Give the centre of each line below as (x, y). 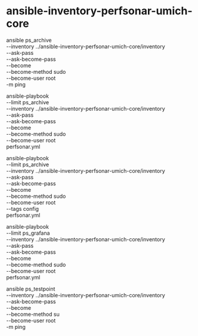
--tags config (23, 209)
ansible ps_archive (29, 40)
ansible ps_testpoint (31, 289)
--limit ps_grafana (28, 233)
